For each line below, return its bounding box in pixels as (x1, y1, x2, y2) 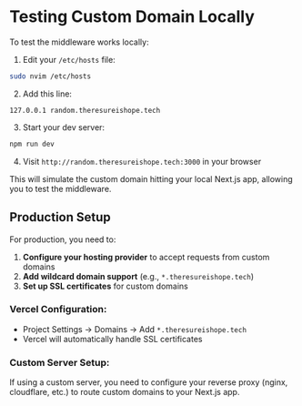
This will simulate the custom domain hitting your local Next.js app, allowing (9, 173, 293, 184)
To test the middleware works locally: (9, 36, 149, 47)
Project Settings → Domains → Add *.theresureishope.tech (22, 323, 247, 334)
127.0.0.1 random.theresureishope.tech (9, 106, 161, 115)
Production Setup (9, 209, 111, 225)
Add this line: (22, 88, 73, 99)
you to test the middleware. (9, 183, 112, 194)
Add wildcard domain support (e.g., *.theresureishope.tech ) (22, 270, 255, 281)
